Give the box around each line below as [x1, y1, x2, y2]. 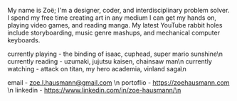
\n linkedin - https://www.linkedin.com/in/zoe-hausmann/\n [7, 86, 181, 94]
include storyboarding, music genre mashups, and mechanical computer [7, 28, 221, 37]
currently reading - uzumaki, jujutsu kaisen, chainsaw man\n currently [7, 57, 212, 66]
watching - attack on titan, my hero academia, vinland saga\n [7, 65, 187, 73]
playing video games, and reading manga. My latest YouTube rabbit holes [7, 21, 223, 29]
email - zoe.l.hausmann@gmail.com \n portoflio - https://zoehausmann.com [7, 78, 230, 87]
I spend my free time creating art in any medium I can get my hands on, [7, 13, 217, 22]
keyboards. [7, 36, 41, 44]
